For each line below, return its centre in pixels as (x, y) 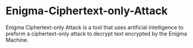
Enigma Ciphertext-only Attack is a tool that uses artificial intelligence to (95, 27)
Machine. (17, 40)
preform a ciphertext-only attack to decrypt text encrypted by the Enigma (96, 33)
